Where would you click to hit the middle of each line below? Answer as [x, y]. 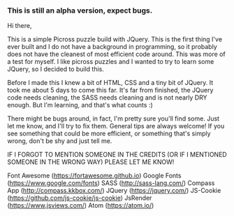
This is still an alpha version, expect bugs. [80, 11]
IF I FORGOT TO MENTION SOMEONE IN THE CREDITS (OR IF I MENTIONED [117, 155]
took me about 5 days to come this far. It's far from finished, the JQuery [110, 90]
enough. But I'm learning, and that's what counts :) [80, 105]
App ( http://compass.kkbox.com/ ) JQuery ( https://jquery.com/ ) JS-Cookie [114, 191]
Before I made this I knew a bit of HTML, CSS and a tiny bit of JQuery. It [110, 83]
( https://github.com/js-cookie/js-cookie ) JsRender [80, 198]
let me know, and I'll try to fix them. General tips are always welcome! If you [116, 126]
